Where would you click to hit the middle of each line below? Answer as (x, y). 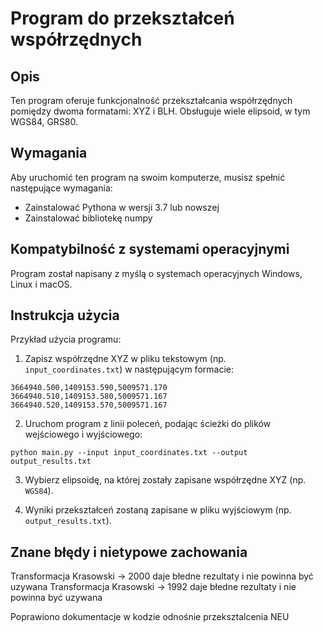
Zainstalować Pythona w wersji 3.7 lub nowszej (122, 207)
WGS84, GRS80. (44, 121)
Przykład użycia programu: (66, 339)
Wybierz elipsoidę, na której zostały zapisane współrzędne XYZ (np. (165, 480)
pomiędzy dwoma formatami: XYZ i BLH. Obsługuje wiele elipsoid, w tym (160, 111)
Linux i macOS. (41, 284)
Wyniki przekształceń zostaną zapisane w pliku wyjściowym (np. (158, 510)
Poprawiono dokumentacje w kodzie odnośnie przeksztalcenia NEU (150, 617)
